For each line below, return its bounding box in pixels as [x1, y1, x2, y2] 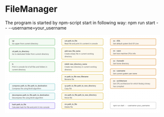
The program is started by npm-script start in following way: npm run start [5, 20, 156, 26]
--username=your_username [8, 25, 67, 30]
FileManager [5, 3, 58, 15]
